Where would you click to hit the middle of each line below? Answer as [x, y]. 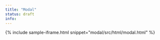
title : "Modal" [21, 10]
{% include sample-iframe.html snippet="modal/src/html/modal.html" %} [80, 33]
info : [11, 19]
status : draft [20, 14]
